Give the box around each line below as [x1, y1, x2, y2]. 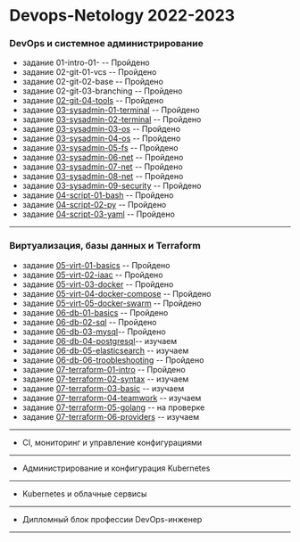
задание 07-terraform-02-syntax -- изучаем [21, 374, 189, 384]
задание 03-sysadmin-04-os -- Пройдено [21, 133, 181, 144]
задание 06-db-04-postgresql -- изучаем [21, 335, 178, 346]
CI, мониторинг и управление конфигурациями [21, 437, 203, 448]
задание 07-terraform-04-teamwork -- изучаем [21, 392, 202, 403]
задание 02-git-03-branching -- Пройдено [21, 86, 183, 96]
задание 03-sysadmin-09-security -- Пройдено [21, 180, 202, 192]
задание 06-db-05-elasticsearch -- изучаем [21, 345, 189, 356]
